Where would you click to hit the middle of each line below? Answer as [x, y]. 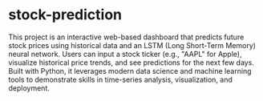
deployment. [29, 88]
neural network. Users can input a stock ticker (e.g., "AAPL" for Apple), [125, 54]
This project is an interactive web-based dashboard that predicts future [126, 37]
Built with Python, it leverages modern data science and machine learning [130, 71]
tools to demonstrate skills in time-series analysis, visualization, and [120, 79]
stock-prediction [65, 15]
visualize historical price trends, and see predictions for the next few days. [131, 63]
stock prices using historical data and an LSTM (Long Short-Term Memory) [132, 45]
